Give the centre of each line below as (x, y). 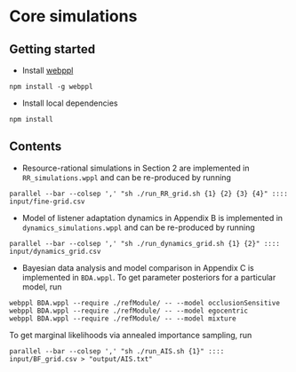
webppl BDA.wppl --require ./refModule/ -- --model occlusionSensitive (144, 303)
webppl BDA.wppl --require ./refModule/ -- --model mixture (123, 318)
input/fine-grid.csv (48, 202)
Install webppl (48, 70)
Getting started (52, 49)
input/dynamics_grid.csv (55, 251)
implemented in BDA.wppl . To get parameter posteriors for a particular (149, 277)
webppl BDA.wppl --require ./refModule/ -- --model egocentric (129, 311)
